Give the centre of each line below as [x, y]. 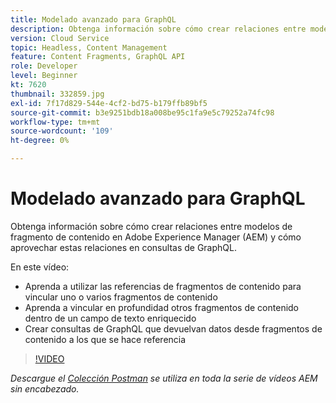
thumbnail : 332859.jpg [57, 94]
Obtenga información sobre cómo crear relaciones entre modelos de [151, 226]
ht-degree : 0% [40, 141]
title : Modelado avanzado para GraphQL [93, 19]
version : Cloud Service [60, 38]
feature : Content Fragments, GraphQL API [98, 57]
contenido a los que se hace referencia [105, 339]
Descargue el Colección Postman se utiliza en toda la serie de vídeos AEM [164, 378]
